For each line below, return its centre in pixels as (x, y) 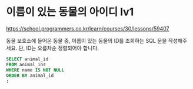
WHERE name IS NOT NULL (35, 70)
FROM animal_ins (26, 64)
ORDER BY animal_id (30, 76)
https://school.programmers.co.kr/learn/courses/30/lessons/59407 (88, 28)
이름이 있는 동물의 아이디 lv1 (70, 12)
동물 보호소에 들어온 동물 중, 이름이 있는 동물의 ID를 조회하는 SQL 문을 (86, 40)
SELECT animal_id (27, 59)
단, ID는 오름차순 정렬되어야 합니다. (59, 48)
